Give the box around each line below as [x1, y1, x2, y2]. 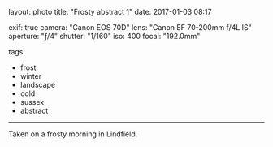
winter [19, 71, 42, 80]
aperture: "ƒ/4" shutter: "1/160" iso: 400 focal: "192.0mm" [8, 32, 201, 41]
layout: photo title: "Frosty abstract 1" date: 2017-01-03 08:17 [8, 7, 212, 16]
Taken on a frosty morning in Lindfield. [8, 129, 138, 139]
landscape [19, 80, 56, 89]
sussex [19, 97, 45, 106]
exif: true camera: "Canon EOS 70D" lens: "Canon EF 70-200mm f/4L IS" [8, 23, 252, 32]
